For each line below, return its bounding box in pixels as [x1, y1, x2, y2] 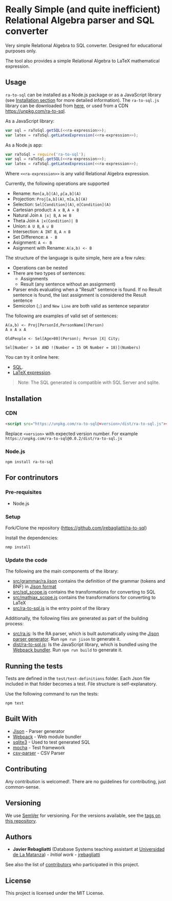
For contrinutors [5, 473, 59, 482]
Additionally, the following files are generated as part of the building [5, 615, 148, 621]
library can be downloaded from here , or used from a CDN [5, 103, 128, 109]
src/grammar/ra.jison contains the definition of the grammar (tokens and [12, 578, 165, 584]
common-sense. [5, 784, 40, 790]
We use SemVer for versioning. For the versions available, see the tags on [5, 812, 161, 818]
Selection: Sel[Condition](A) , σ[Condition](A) [12, 201, 112, 208]
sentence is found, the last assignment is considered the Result [12, 292, 147, 298]
